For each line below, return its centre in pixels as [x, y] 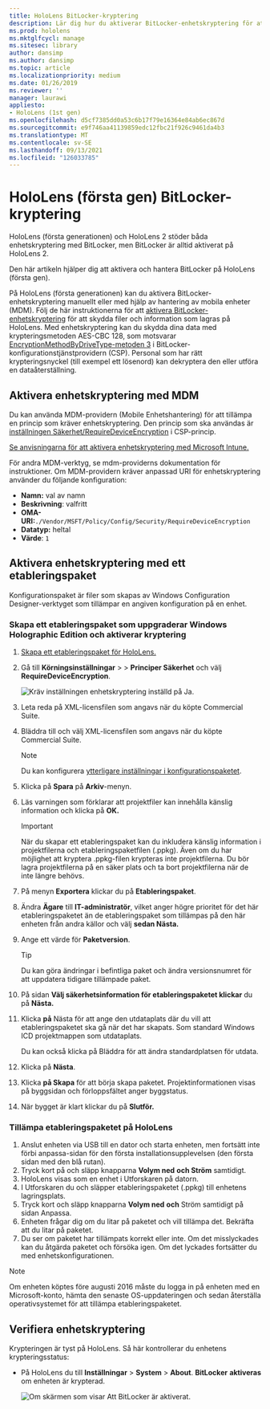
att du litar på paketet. [57, 1230]
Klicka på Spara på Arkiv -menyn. [76, 787]
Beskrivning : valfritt [54, 504]
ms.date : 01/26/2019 [44, 83]
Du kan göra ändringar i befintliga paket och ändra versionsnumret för [136, 971]
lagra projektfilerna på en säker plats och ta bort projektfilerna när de [135, 867]
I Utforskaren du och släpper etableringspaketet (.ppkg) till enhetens [133, 1187]
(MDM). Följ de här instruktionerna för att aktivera [91, 311]
